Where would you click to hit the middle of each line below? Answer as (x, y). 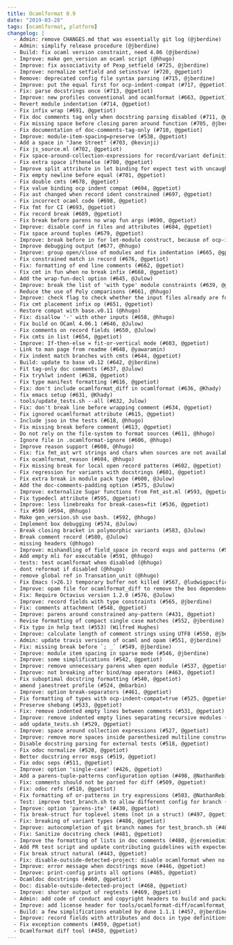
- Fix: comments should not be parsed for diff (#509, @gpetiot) (110, 782)
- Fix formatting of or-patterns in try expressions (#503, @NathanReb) (121, 795)
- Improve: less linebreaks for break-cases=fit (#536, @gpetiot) (111, 504)
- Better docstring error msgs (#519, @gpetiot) (85, 757)
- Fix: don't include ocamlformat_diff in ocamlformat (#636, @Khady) (118, 388)
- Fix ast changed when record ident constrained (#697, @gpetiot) (113, 195)
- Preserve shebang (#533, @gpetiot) (68, 705)
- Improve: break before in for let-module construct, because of (111, 240)
